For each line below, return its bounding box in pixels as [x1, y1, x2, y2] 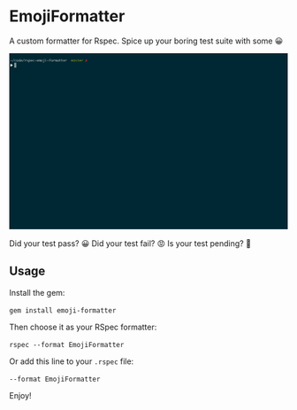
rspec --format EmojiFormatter [9, 340, 125, 349]
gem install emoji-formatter [9, 306, 117, 315]
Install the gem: [9, 287, 65, 298]
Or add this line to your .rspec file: [9, 356, 134, 367]
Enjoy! [9, 390, 33, 400]
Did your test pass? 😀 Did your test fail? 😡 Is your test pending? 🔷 [9, 237, 252, 249]
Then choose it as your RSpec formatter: [9, 321, 157, 332]
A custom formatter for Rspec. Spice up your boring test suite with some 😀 [9, 35, 284, 46]
